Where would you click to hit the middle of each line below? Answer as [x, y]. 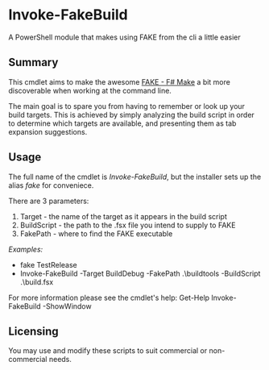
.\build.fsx [37, 282]
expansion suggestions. [48, 131]
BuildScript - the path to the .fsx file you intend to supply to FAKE [128, 225]
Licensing [33, 331]
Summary [33, 62]
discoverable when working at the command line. [90, 90]
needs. [60, 360]
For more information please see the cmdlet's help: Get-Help [109, 297]
